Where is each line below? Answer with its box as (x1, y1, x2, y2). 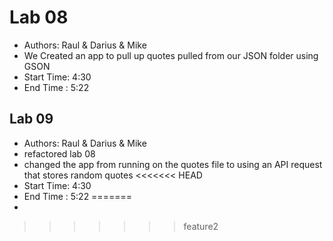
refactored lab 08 (23, 147, 96, 160)
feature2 (183, 220, 219, 232)
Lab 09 (9, 111, 54, 128)
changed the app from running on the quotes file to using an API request (23, 158, 323, 170)
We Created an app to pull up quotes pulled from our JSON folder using (23, 49, 319, 61)
